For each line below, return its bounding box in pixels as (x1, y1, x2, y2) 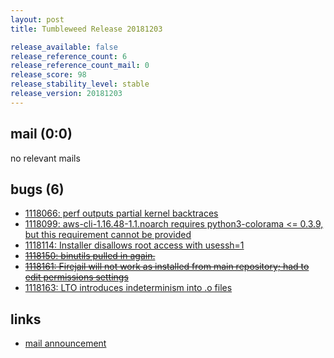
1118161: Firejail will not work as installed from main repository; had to (24, 261, 310, 273)
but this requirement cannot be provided (24, 229, 192, 241)
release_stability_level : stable (10, 79, 150, 90)
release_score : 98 (10, 70, 87, 80)
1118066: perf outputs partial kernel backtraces (24, 207, 219, 220)
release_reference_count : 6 (10, 51, 128, 61)
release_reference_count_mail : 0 (10, 61, 150, 71)
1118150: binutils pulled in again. (24, 250, 156, 262)
